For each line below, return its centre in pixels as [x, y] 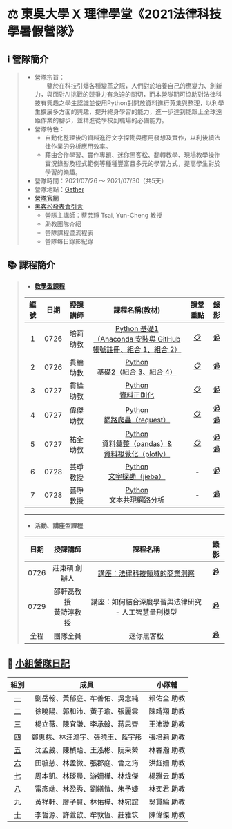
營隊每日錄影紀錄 [69, 241]
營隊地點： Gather [59, 189]
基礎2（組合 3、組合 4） [137, 372]
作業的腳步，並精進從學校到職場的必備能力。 [104, 120]
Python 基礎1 [137, 328]
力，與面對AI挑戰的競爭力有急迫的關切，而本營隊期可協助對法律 [125, 94]
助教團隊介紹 [63, 224]
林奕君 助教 [167, 789]
